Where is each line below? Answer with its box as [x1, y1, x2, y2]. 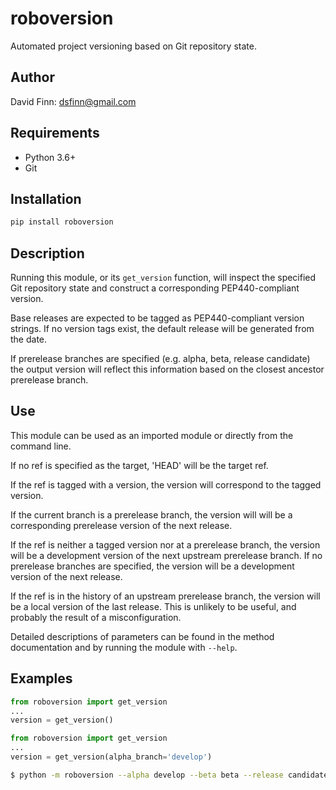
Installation [10, 190, 82, 207]
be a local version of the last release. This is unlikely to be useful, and [10, 600, 297, 612]
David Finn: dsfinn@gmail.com [10, 95, 137, 107]
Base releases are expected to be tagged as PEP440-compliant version [10, 312, 305, 324]
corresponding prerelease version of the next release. [10, 519, 233, 531]
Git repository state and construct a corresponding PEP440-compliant [10, 282, 300, 294]
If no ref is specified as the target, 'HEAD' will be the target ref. [10, 459, 269, 471]
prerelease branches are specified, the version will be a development [10, 560, 295, 572]
